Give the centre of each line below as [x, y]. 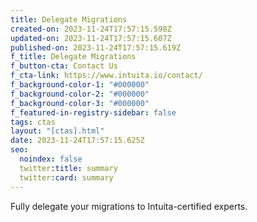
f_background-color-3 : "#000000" [80, 103]
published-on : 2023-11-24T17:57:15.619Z [96, 47]
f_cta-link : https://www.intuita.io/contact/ [106, 76]
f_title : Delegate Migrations [73, 57]
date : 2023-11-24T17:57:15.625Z [77, 141]
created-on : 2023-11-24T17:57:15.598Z [91, 29]
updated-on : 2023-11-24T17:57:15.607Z [91, 38]
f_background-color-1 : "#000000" [80, 85]
